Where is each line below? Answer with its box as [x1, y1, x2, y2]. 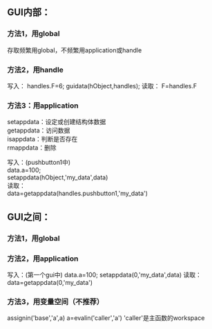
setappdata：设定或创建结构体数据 [7, 118, 106, 126]
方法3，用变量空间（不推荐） [7, 297, 104, 306]
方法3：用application [7, 101, 79, 110]
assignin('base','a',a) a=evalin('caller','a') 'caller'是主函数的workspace [7, 314, 205, 322]
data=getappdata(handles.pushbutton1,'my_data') [7, 189, 148, 198]
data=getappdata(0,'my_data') [7, 278, 93, 286]
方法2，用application [7, 254, 79, 263]
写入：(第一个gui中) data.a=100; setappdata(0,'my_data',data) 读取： [7, 270, 202, 279]
